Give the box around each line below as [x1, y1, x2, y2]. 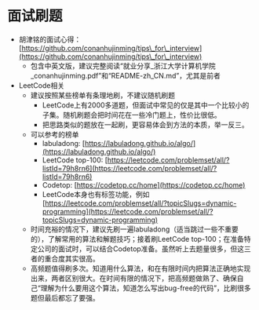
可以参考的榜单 [30, 129, 79, 139]
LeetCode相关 [18, 80, 64, 90]
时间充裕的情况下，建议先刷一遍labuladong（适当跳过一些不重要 [30, 224, 239, 234]
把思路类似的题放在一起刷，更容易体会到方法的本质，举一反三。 [42, 119, 249, 129]
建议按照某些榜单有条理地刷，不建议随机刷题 [30, 90, 176, 100]
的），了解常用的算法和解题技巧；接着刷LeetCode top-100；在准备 [30, 234, 244, 243]
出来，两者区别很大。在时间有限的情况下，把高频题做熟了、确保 [30, 273, 237, 283]
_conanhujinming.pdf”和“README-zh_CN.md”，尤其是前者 [30, 71, 221, 80]
